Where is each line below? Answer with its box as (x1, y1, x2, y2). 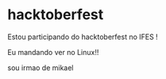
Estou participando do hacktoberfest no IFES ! (7, 32, 158, 41)
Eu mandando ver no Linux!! (7, 47, 99, 57)
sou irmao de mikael (7, 62, 74, 73)
